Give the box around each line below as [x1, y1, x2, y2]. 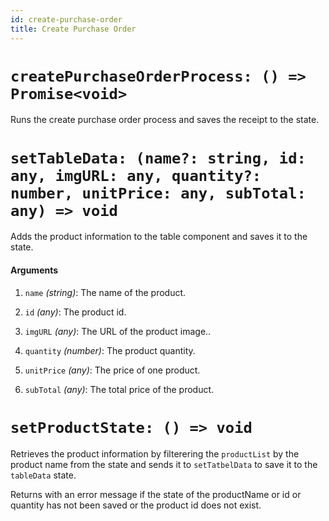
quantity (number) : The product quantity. [24, 344, 196, 356]
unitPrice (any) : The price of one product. [24, 364, 201, 376]
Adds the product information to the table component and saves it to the [10, 231, 308, 243]
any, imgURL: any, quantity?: [10, 166, 262, 185]
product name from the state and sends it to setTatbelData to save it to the [10, 458, 318, 470]
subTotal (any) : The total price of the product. [24, 383, 215, 395]
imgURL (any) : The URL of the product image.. [24, 325, 212, 337]
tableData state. [10, 469, 77, 481]
